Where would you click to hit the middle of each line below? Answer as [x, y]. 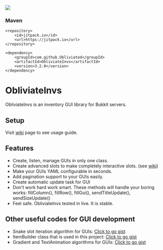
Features [19, 148]
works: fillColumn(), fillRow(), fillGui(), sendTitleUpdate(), [72, 193]
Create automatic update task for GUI [51, 182]
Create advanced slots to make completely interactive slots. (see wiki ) [85, 166]
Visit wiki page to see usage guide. [42, 133]
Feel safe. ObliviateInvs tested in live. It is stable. [63, 203]
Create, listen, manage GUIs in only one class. [60, 160]
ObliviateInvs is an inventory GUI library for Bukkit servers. [66, 105]
